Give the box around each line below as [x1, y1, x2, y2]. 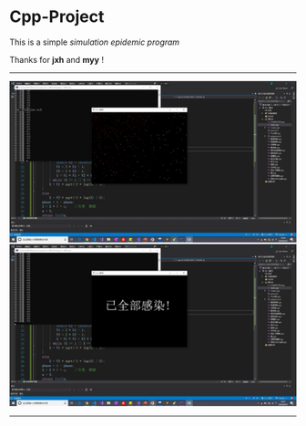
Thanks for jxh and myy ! [9, 54, 105, 65]
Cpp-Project [9, 6, 105, 27]
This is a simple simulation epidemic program [9, 36, 180, 47]
